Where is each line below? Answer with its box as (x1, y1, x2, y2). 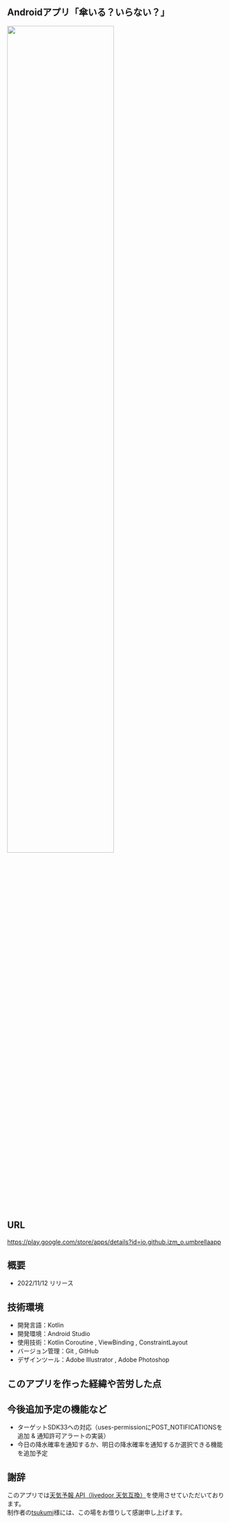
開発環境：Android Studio (17, 1330, 90, 1338)
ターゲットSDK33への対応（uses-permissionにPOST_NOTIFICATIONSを (17, 1423, 223, 1432)
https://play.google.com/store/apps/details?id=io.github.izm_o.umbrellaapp (7, 1238, 222, 1246)
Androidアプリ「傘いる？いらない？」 (7, 6, 170, 19)
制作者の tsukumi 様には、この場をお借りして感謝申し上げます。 (7, 1508, 186, 1517)
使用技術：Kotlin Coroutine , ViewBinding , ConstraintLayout (17, 1338, 188, 1346)
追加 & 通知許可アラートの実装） (17, 1432, 110, 1440)
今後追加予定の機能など (7, 1404, 107, 1416)
